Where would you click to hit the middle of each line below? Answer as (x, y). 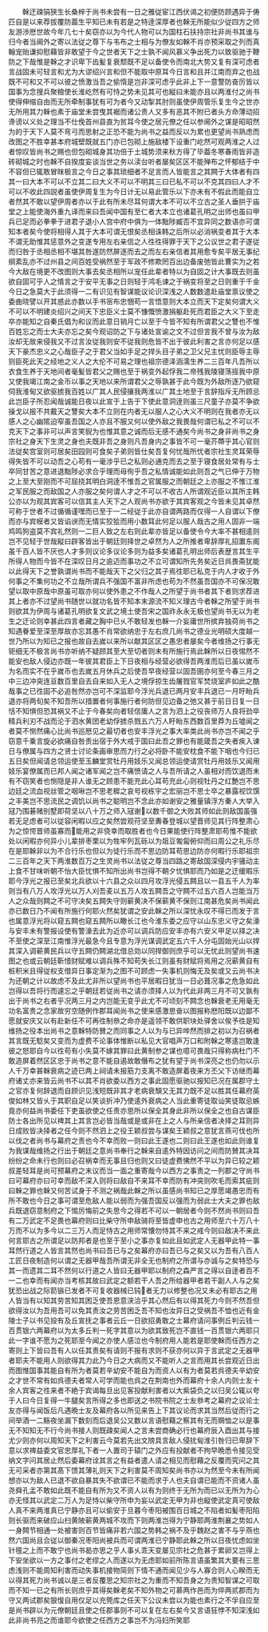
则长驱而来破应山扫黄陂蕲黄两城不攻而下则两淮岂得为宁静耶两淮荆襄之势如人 (134, 1520)
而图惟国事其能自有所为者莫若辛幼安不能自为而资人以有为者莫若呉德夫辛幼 (130, 1370)
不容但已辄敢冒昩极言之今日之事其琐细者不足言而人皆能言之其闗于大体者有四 (134, 171)
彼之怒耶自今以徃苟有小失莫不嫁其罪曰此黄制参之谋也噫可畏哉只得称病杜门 (130, 1051)
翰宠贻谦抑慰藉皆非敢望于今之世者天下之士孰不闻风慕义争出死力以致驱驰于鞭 (134, 52)
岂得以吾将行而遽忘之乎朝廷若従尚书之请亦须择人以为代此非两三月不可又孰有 (134, 991)
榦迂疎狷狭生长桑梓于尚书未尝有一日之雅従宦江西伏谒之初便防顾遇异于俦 (141, 12)
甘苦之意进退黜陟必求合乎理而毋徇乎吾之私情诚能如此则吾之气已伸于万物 (141, 471)
